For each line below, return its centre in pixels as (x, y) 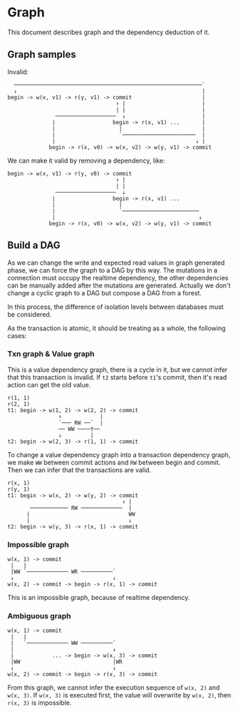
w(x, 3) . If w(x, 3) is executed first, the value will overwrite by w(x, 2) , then (119, 695)
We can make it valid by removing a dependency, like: (86, 160)
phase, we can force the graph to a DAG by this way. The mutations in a (113, 270)
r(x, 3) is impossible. (40, 703)
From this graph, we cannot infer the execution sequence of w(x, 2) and (114, 688)
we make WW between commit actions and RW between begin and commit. (114, 462)
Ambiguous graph (39, 616)
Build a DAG (34, 246)
